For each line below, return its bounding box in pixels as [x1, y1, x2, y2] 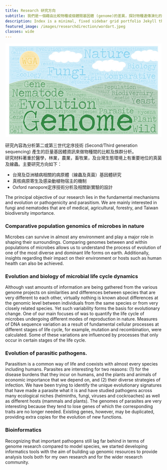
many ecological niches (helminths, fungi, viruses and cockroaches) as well [5, 393, 160, 399]
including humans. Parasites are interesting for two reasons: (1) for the [5, 366, 149, 372]
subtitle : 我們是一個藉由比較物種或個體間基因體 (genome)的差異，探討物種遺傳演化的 [5, 13, 163, 18]
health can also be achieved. [5, 260, 64, 266]
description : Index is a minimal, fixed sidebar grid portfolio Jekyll [5, 18, 157, 23]
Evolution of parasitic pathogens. [5, 350, 87, 357]
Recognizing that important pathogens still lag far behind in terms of [5, 438, 145, 444]
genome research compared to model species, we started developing [5, 443, 148, 449]
